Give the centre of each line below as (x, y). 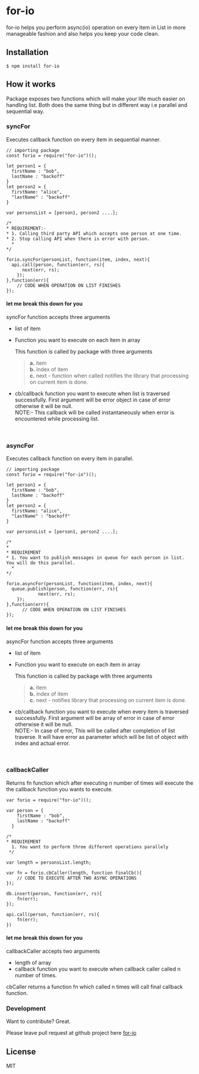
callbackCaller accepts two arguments (53, 951)
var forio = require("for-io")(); (49, 800)
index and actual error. (42, 743)
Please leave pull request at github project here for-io (71, 1033)
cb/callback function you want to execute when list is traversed (92, 394)
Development (26, 1008)
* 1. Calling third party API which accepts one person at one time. (94, 233)
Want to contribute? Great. (39, 1021)
